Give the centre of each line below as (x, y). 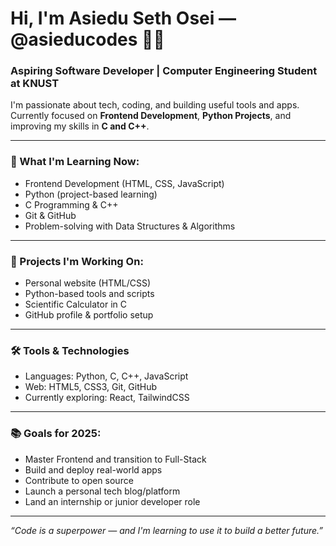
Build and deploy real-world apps (93, 469)
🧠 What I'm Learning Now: (75, 162)
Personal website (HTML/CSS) (88, 283)
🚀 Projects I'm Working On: (77, 261)
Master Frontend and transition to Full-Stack (115, 459)
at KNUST (35, 84)
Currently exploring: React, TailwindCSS (107, 398)
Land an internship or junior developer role (112, 501)
